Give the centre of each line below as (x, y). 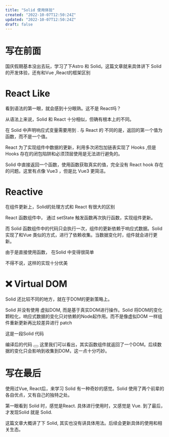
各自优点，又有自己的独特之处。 (39, 395)
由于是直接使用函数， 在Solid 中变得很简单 (50, 252)
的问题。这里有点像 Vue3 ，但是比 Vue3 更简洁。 (57, 171)
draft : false (19, 24)
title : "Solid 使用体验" (30, 10)
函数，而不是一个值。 (27, 136)
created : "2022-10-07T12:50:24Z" (41, 15)
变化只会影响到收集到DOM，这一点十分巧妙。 (62, 351)
